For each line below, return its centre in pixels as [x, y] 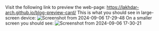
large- [147, 12]
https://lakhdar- [123, 7]
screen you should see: [30, 23]
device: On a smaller [86, 18]
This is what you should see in [109, 12]
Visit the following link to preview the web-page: [56, 7]
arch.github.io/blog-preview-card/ [41, 12]
